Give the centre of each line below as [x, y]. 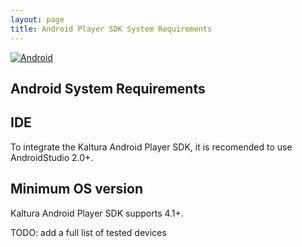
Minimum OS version [76, 189]
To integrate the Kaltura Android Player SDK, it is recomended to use [151, 147]
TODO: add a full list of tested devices [88, 232]
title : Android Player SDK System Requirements [111, 29]
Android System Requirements [108, 88]
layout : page [37, 19]
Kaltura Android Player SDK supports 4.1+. [97, 213]
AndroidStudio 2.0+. [52, 157]
